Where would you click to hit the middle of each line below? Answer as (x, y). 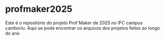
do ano (13, 33)
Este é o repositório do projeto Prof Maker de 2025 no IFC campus (74, 23)
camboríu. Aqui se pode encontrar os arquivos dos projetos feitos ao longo (83, 28)
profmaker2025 (39, 9)
